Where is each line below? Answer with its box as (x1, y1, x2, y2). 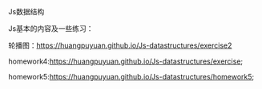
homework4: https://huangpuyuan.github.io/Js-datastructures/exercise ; (8, 56, 244, 66)
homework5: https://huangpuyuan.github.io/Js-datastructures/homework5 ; (8, 72, 255, 81)
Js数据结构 (8, 7, 45, 16)
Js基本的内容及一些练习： (8, 24, 94, 33)
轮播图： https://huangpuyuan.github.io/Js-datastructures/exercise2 (8, 41, 232, 50)
